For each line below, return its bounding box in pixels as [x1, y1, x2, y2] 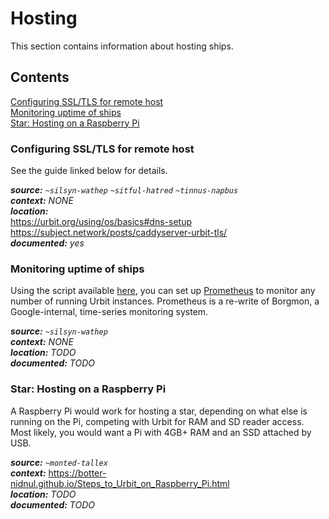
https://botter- [48, 467, 107, 479]
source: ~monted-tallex [10, 456, 108, 468]
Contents [10, 69, 70, 86]
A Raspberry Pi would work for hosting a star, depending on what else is [10, 405, 308, 417]
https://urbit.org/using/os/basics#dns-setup [10, 216, 192, 228]
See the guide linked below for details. [10, 165, 168, 177]
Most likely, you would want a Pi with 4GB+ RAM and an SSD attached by [10, 426, 312, 438]
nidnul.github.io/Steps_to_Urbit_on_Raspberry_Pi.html [10, 477, 230, 489]
